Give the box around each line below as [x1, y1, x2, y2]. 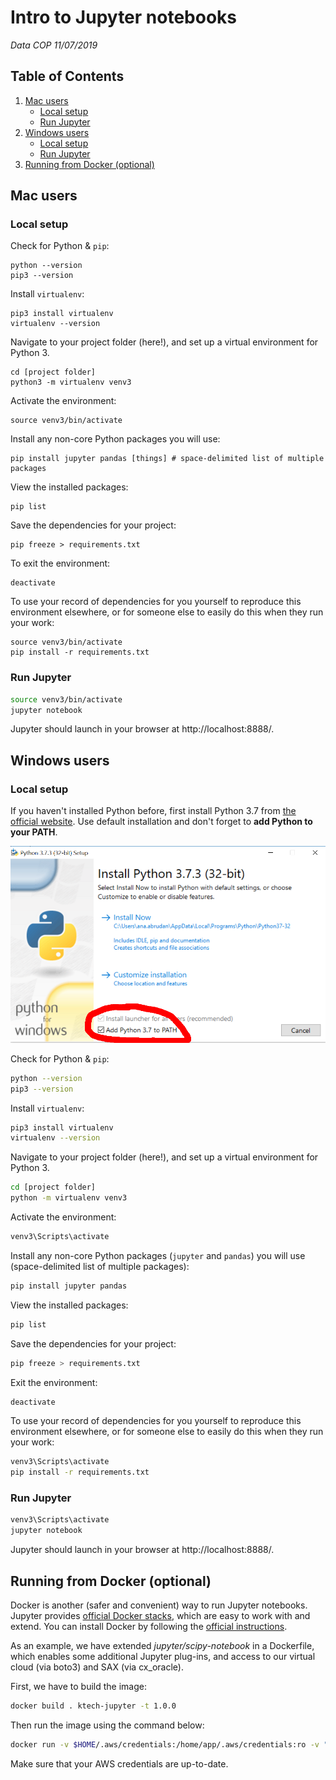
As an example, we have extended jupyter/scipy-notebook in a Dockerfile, [10, 1640, 315, 1652]
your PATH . [10, 826, 58, 838]
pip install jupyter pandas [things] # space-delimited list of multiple [10, 454, 325, 464]
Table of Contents [10, 68, 125, 85]
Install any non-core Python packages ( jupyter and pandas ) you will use [10, 1249, 306, 1261]
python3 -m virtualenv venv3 [10, 377, 132, 388]
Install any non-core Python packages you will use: [10, 433, 221, 445]
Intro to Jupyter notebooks [10, 6, 238, 29]
